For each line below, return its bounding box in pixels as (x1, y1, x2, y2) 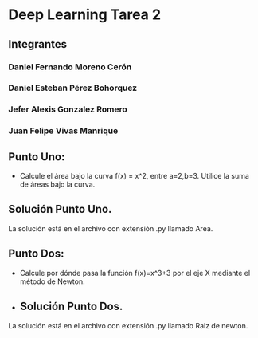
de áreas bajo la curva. (19, 179, 96, 189)
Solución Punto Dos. (19, 300, 123, 313)
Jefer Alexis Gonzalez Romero (8, 104, 127, 115)
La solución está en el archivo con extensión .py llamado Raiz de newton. (8, 320, 248, 330)
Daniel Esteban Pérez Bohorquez (8, 82, 138, 93)
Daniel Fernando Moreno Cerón (8, 61, 132, 73)
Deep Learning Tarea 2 (8, 6, 162, 24)
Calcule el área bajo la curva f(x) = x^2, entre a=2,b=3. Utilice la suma (19, 171, 249, 181)
